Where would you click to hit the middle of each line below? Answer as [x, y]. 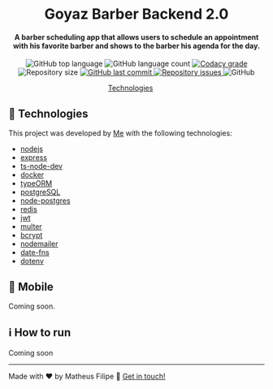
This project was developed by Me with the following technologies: [121, 133]
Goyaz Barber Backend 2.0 [136, 14]
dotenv [32, 261]
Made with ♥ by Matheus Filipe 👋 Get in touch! [87, 376]
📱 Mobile [31, 286]
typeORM [36, 184]
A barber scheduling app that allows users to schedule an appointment [136, 37]
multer [31, 227]
